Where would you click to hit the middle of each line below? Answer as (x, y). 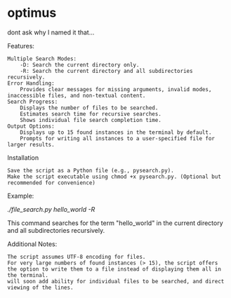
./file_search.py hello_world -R (51, 209)
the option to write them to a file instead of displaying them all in (114, 269)
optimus (32, 13)
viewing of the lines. (40, 287)
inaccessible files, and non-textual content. (77, 95)
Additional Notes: (32, 244)
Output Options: (31, 126)
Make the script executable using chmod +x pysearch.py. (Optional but (114, 177)
